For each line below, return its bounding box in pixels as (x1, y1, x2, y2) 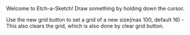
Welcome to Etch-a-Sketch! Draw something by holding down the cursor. (6, 5, 185, 12)
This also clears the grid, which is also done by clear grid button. (6, 23, 164, 29)
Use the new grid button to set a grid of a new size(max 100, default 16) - (6, 16, 185, 23)
